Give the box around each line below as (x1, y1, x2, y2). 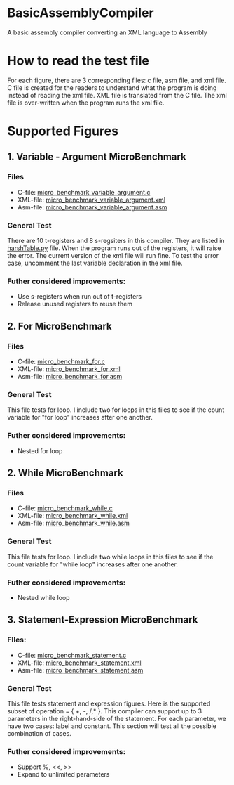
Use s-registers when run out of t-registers (17, 292, 142, 301)
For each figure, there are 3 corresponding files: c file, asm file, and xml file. (7, 76, 226, 84)
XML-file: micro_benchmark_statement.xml (17, 659, 142, 667)
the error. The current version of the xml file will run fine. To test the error (7, 252, 219, 260)
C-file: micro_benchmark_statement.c (17, 651, 127, 659)
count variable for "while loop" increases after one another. (7, 560, 179, 569)
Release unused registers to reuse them (17, 300, 133, 309)
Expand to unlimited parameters (17, 770, 110, 779)
